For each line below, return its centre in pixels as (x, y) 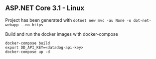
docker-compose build (28, 43)
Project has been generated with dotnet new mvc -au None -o (68, 20)
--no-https (32, 25)
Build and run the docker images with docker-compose (62, 34)
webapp (12, 25)
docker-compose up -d (28, 52)
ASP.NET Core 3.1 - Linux (45, 8)
